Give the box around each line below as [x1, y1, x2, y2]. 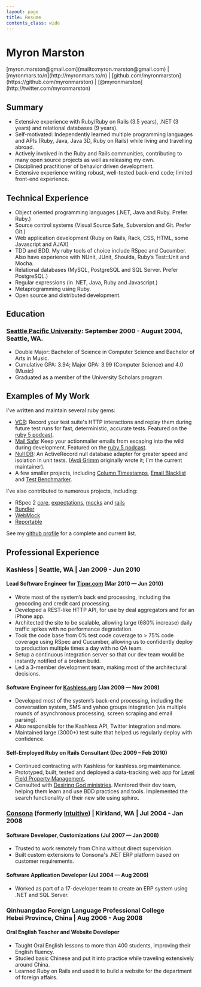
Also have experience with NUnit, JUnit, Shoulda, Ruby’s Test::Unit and [14, 253, 190, 260]
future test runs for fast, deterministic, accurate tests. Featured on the [14, 425, 187, 432]
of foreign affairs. [14, 973, 58, 981]
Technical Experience [6, 193, 89, 203]
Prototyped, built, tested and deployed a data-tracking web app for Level [14, 769, 195, 776]
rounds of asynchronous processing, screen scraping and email [14, 710, 172, 717]
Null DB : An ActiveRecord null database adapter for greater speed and [14, 451, 188, 458]
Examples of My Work [6, 391, 90, 401]
